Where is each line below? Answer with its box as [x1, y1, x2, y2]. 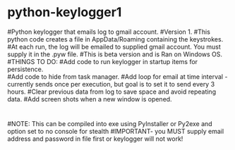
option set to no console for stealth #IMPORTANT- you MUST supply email [7, 127, 224, 136]
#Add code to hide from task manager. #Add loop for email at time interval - [7, 72, 228, 81]
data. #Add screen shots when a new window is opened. [7, 94, 172, 103]
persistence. [7, 65, 44, 73]
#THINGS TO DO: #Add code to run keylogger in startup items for [7, 57, 198, 65]
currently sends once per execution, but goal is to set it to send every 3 [7, 80, 215, 88]
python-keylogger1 [7, 4, 122, 20]
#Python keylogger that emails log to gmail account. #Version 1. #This [7, 27, 210, 36]
